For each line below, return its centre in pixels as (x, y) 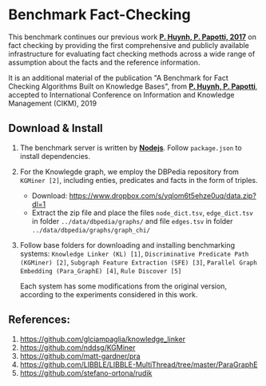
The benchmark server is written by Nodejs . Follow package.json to (131, 147)
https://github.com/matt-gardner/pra (80, 356)
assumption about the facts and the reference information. (104, 62)
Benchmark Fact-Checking (99, 15)
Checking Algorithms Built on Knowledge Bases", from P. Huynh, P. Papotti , (133, 86)
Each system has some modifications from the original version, (123, 286)
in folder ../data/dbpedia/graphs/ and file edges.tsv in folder (132, 221)
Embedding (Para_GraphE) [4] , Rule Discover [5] (101, 270)
